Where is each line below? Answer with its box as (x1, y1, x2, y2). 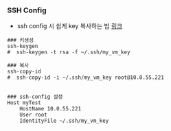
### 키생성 (7, 37, 34, 44)
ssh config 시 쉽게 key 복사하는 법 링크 (16, 22, 123, 30)
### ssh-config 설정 (7, 93, 63, 101)
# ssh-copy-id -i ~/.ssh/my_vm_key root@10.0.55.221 (7, 74, 165, 81)
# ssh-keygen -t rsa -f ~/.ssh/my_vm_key (7, 49, 130, 56)
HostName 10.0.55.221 (19, 106, 81, 112)
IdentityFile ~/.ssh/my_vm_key (19, 117, 109, 125)
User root (19, 112, 48, 119)
